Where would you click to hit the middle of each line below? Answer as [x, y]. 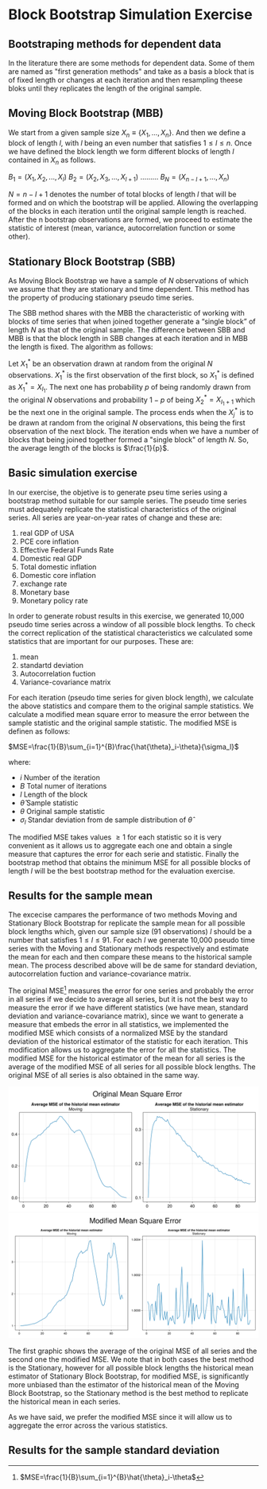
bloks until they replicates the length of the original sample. [105, 88]
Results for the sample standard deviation [114, 1450]
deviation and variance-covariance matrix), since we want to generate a [126, 1016]
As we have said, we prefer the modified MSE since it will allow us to [120, 1417]
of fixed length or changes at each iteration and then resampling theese [126, 80]
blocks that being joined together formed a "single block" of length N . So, [128, 440]
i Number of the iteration [60, 777]
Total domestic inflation [58, 567]
